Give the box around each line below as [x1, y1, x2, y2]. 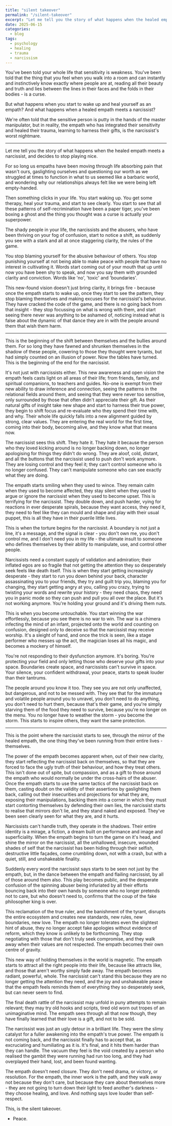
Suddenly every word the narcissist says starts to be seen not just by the [5, 866, 159, 872]
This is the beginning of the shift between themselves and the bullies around [5, 337, 167, 344]
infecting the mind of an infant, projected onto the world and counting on [5, 621, 159, 627]
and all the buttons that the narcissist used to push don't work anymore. [5, 456, 157, 462]
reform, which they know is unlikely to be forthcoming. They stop [5, 930, 142, 936]
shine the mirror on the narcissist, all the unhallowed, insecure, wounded [5, 839, 159, 846]
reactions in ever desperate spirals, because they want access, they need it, [5, 504, 166, 510]
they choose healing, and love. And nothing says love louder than [5, 1090, 143, 1097]
